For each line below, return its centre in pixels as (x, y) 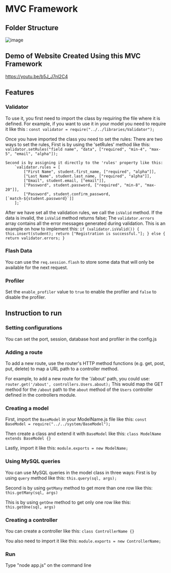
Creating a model (27, 408)
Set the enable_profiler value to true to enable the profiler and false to (81, 292)
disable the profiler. (26, 297)
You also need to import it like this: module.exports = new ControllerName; (83, 541)
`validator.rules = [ (37, 167)
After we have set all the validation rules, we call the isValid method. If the (84, 212)
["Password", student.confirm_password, (67, 194)
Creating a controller (31, 520)
